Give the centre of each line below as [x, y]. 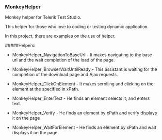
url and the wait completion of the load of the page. [63, 60]
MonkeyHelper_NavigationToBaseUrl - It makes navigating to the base [82, 55]
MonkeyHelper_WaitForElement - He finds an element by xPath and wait [84, 127]
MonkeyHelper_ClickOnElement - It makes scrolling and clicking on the [83, 84]
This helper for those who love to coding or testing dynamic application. [77, 27]
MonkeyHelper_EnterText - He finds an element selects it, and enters [81, 98]
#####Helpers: [20, 46]
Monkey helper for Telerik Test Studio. [43, 17]
